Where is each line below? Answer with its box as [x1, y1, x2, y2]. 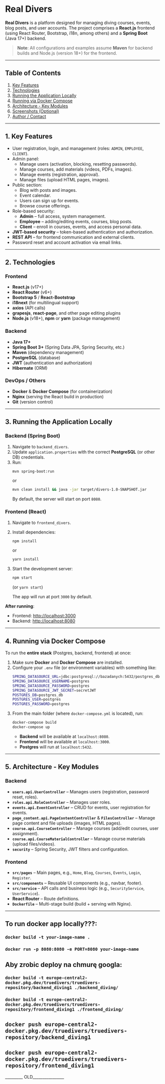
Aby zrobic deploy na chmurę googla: [5, 960, 122, 969]
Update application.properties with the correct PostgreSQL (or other [12, 449, 155, 455]
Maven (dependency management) [12, 349, 84, 355]
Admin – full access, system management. [19, 213, 106, 219]
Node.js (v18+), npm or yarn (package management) [12, 316, 120, 322]
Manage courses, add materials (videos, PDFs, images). [19, 166, 133, 172]
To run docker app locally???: [5, 920, 97, 928]
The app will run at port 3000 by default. [12, 594, 92, 600]
